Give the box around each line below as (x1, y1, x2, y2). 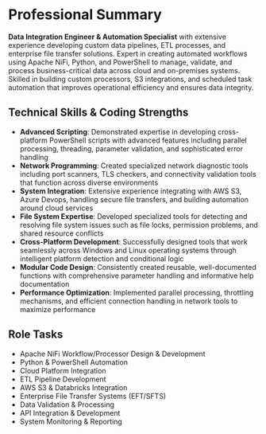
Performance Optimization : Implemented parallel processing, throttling (19, 287, 254, 297)
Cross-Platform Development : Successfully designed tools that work (19, 237, 248, 246)
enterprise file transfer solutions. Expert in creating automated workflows (8, 49, 248, 58)
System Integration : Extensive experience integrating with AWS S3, (19, 186, 242, 196)
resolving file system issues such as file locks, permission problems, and (19, 220, 258, 229)
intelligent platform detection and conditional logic (19, 253, 184, 264)
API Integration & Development (19, 408, 121, 417)
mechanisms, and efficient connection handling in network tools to (19, 296, 238, 306)
